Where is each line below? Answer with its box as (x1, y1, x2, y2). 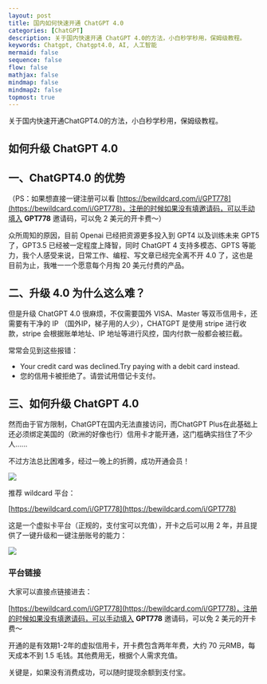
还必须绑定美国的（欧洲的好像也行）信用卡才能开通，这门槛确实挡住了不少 (8, 430, 253, 439)
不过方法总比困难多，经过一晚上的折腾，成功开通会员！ (8, 456, 190, 466)
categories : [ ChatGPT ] (8, 26, 84, 34)
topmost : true (8, 93, 56, 101)
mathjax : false (8, 71, 59, 79)
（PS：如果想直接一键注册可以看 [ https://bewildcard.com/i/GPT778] (8, 194, 231, 203)
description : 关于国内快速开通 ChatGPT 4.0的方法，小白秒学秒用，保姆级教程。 (8, 33, 246, 42)
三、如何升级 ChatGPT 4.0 (8, 396, 139, 411)
